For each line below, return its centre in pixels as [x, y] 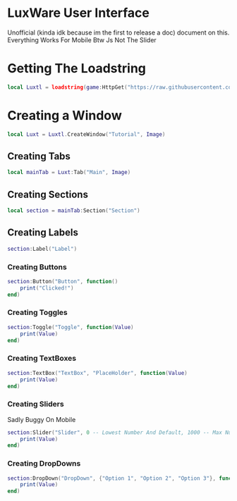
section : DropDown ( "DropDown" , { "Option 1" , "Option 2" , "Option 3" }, [112, 478]
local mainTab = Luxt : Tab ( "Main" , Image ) [69, 173]
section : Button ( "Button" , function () [63, 281]
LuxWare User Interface [79, 13]
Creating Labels [43, 233]
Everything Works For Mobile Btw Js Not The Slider [82, 39]
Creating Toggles [38, 313]
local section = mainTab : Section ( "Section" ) [74, 211]
